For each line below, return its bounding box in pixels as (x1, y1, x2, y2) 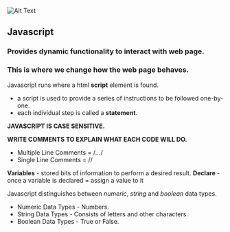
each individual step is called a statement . (16, 108, 138, 116)
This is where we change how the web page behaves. (7, 65, 189, 75)
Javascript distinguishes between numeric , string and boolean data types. (7, 189, 218, 198)
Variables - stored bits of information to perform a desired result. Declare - (7, 168, 220, 177)
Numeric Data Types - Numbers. (16, 203, 110, 211)
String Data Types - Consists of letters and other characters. (16, 209, 189, 218)
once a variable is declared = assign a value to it (7, 176, 144, 184)
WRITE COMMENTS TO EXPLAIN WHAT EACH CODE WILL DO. (7, 135, 187, 143)
